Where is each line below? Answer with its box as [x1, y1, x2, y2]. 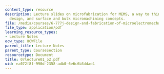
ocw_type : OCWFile [5, 39, 42, 44]
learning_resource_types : [5, 30, 58, 35]
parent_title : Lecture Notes [5, 43, 64, 48]
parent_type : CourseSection [5, 48, 62, 53]
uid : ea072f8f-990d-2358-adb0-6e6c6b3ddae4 [5, 61, 95, 66]
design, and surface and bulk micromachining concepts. [9, 16, 125, 21]
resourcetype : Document [5, 52, 54, 57]
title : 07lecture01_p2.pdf [5, 57, 60, 62]
